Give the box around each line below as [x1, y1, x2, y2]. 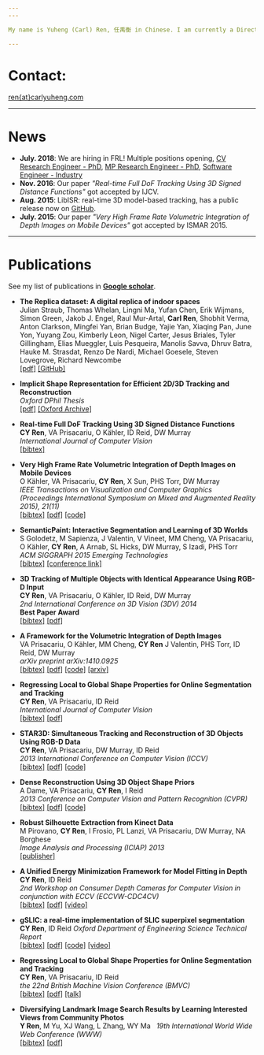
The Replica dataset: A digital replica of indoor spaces [19, 297, 200, 306]
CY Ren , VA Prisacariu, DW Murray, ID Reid [19, 745, 159, 755]
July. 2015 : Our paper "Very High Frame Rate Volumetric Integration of [19, 212, 250, 221]
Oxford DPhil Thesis [19, 396, 85, 406]
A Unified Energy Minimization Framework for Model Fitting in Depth [19, 867, 247, 876]
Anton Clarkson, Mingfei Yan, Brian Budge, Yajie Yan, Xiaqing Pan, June [19, 322, 252, 332]
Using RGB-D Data [19, 737, 81, 747]
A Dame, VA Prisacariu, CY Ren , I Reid [19, 786, 144, 796]
